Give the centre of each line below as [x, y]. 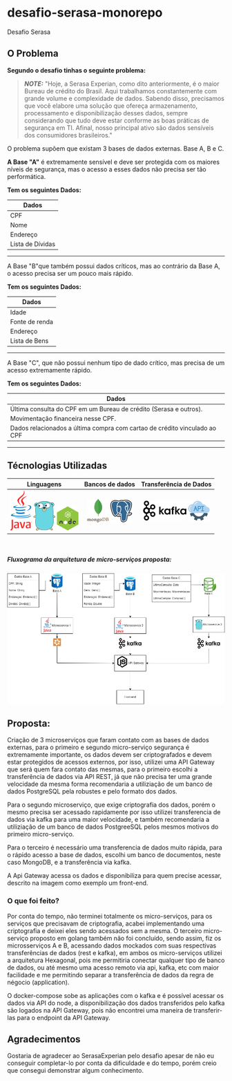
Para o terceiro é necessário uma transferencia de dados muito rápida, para [115, 847]
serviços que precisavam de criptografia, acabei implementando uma [106, 923]
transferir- [208, 1010]
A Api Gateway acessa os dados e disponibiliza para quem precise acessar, [115, 876]
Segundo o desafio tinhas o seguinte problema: [77, 70]
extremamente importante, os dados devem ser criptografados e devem [109, 755]
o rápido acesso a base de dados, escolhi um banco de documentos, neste [114, 855]
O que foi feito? [33, 901]
